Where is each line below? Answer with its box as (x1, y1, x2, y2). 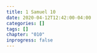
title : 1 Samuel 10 (6, 9, 56, 15)
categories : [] (6, 20, 45, 26)
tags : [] (6, 26, 29, 32)
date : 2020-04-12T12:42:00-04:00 (6, 15, 92, 21)
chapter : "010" (6, 32, 45, 38)
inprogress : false (6, 37, 53, 43)
